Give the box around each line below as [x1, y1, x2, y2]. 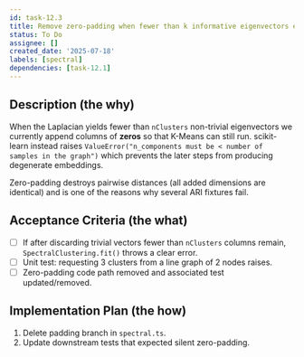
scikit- [253, 130, 278, 141]
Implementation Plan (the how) [9, 304, 187, 319]
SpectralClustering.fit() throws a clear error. [22, 247, 198, 258]
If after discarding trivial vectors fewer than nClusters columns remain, [22, 237, 287, 248]
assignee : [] [9, 38, 59, 48]
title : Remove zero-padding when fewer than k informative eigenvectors [9, 22, 290, 31]
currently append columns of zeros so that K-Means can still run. [9, 130, 252, 141]
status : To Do [9, 30, 63, 39]
